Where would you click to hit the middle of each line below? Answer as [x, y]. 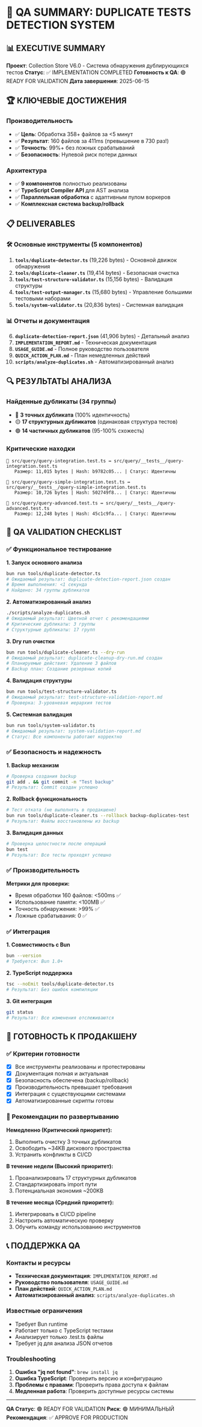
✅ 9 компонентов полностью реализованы [71, 183]
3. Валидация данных [35, 833]
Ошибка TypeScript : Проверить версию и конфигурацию [89, 1378]
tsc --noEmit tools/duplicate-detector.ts [60, 984]
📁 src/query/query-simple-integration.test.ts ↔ [68, 482]
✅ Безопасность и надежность [54, 752]
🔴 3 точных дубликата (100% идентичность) [72, 415]
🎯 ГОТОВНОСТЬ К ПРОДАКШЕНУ [72, 1036]
